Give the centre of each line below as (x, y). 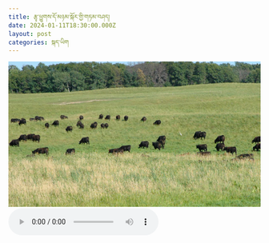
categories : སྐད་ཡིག (39, 42)
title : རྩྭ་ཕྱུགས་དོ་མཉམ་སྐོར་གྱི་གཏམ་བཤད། (59, 17)
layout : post (30, 34)
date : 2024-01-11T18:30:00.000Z (62, 25)
